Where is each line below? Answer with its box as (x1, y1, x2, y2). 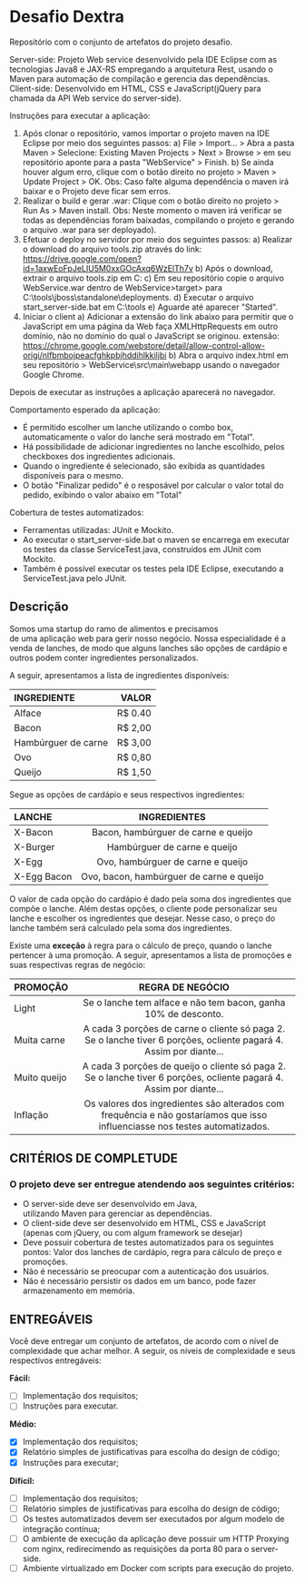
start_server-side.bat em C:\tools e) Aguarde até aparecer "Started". (22, 302, 279, 312)
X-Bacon (14, 826, 54, 838)
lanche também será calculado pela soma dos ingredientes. (9, 922, 232, 933)
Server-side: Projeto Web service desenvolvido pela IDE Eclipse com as (9, 54, 278, 64)
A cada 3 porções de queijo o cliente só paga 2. (82, 1060, 286, 1073)
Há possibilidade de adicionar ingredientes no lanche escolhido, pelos (22, 440, 285, 451)
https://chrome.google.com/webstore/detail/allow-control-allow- (22, 340, 266, 351)
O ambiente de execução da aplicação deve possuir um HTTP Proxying (22, 1533, 290, 1544)
